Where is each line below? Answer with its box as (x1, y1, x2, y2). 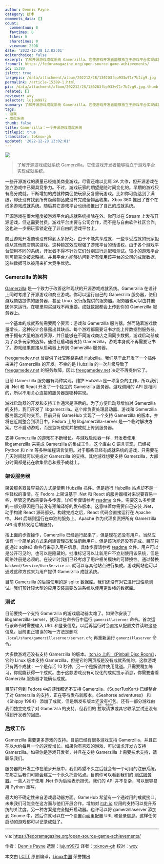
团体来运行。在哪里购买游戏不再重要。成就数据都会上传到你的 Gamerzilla (5, 304, 152, 310)
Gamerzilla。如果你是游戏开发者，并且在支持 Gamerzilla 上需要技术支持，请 (5, 749, 157, 755)
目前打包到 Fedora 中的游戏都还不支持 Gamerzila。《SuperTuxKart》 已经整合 (5, 686, 157, 692)
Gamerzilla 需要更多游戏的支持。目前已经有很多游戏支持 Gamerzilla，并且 (5, 737, 153, 743)
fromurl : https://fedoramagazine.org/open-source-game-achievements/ (5, 62, 150, 66)
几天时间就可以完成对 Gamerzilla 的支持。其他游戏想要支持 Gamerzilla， (5, 453, 150, 459)
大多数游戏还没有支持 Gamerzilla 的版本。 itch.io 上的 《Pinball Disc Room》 (5, 651, 155, 657)
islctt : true (5, 71, 32, 76)
